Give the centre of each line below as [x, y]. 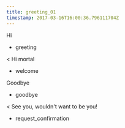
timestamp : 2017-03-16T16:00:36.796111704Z [63, 18]
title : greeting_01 [31, 12]
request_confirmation [42, 118]
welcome [27, 70]
